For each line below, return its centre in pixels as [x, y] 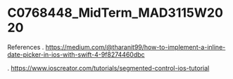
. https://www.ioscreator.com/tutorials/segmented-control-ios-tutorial [108, 68]
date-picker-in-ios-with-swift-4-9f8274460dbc [76, 55]
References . [26, 47]
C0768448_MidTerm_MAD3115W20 [115, 13]
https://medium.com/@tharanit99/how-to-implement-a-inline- [136, 47]
